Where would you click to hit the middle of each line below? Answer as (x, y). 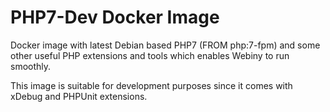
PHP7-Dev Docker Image (115, 17)
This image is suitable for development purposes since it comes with (151, 85)
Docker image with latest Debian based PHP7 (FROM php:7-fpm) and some (165, 45)
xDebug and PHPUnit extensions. (79, 96)
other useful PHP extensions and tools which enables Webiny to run (150, 55)
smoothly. (31, 66)
